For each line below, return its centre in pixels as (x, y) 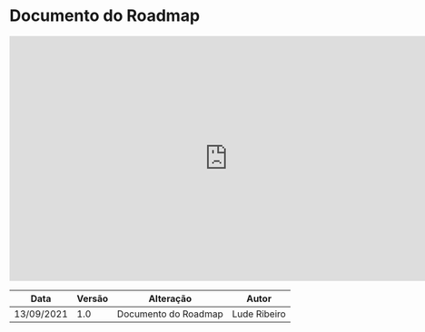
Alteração (170, 298)
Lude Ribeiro (259, 314)
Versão (93, 298)
